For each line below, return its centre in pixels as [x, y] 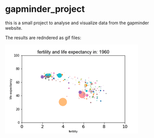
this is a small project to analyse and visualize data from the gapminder [77, 23]
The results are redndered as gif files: [43, 38]
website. [14, 28]
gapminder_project [45, 9]
